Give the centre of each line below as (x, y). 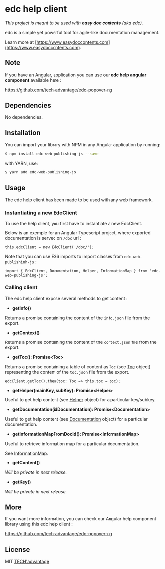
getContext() (26, 333)
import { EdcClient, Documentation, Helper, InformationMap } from (76, 271)
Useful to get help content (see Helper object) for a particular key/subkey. (81, 399)
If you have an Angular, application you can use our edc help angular (76, 75)
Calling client (21, 287)
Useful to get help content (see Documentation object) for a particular (76, 419)
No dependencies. (24, 117)
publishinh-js (20, 262)
